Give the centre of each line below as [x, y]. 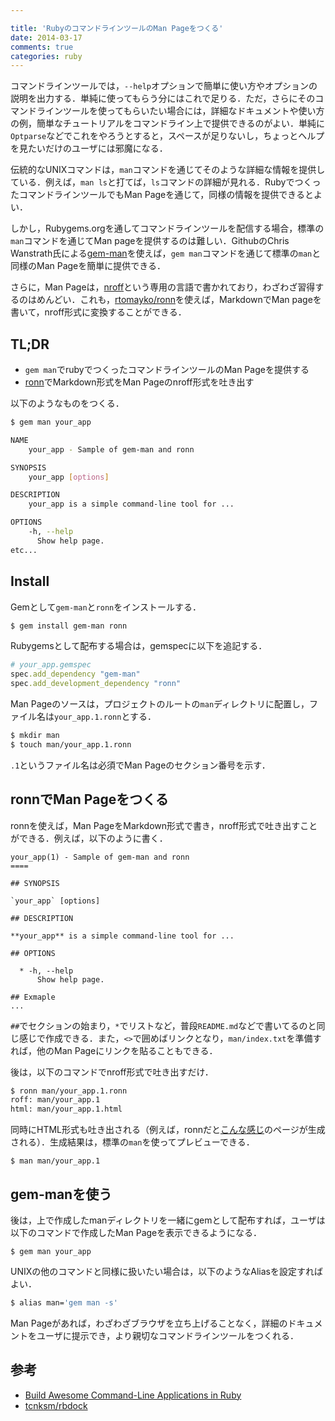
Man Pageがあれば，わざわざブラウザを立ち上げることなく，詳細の [149, 1323]
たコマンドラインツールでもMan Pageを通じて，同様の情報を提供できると [162, 195]
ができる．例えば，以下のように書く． [89, 838]
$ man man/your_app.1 [55, 1161]
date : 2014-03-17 [46, 37]
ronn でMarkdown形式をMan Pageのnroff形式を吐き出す [139, 382]
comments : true [42, 47]
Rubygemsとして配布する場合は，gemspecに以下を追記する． [139, 646]
